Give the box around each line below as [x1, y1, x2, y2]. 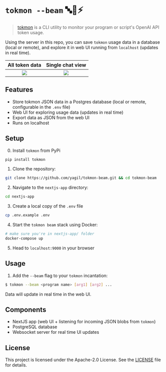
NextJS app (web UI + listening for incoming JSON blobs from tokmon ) [12, 319, 156, 325]
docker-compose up [5, 236, 43, 241]
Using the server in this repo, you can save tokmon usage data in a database [5, 39, 160, 45]
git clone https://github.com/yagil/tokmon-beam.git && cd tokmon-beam [5, 175, 157, 181]
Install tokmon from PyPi [12, 148, 61, 153]
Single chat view [46, 61, 86, 68]
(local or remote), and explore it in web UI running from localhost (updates [5, 44, 159, 50]
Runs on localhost [12, 120, 50, 126]
